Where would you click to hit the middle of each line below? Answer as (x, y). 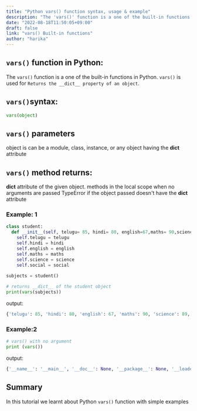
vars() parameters (40, 133)
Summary (24, 387)
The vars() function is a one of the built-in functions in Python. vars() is (94, 77)
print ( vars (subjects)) (34, 292)
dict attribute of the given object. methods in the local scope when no (90, 187)
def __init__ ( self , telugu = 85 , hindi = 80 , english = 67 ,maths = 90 (93, 232)
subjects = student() (33, 276)
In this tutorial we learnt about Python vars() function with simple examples (97, 402)
